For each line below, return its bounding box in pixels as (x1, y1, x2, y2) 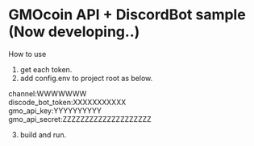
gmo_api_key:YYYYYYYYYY (8, 106, 102, 116)
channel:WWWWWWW (8, 88, 87, 98)
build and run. (19, 130, 67, 140)
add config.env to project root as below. (19, 73, 153, 83)
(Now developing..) (8, 22, 140, 41)
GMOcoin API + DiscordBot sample (8, 6, 246, 24)
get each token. (19, 64, 73, 74)
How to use (8, 49, 47, 59)
